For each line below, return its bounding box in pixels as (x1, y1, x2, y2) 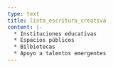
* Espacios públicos (14, 37, 75, 44)
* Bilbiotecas (14, 43, 55, 50)
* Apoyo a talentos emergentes (14, 50, 107, 57)
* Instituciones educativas (14, 30, 97, 38)
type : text (7, 10, 40, 18)
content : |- (7, 23, 43, 30)
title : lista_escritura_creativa (7, 17, 107, 24)
